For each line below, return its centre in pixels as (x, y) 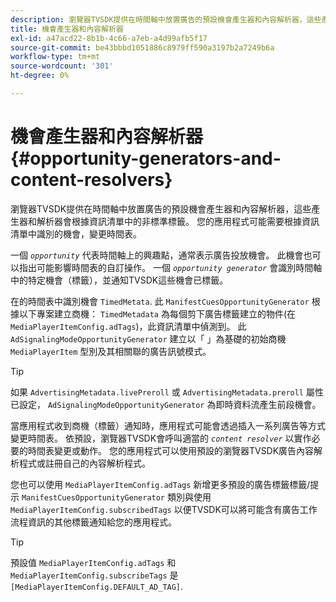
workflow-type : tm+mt (55, 57)
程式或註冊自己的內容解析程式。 (84, 463)
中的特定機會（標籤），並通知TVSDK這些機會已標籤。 (119, 280)
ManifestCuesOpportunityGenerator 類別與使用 (116, 497)
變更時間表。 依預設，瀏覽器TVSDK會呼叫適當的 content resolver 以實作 (161, 438)
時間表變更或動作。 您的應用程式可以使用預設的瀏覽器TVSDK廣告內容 (171, 450)
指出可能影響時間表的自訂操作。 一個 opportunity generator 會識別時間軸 (170, 267)
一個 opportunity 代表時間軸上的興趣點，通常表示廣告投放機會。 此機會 (157, 255)
